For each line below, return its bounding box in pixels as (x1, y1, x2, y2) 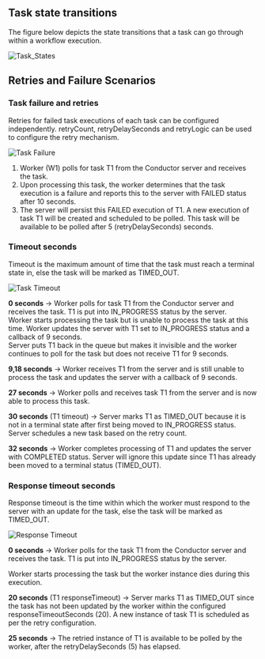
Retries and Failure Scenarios (8, 74, 156, 88)
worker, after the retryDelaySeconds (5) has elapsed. (8, 642, 181, 651)
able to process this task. (8, 396, 90, 405)
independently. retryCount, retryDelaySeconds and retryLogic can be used (8, 124, 252, 134)
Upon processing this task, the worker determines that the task (19, 179, 225, 189)
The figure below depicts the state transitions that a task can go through (8, 27, 244, 36)
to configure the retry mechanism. (8, 132, 119, 141)
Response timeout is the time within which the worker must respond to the (8, 498, 251, 508)
